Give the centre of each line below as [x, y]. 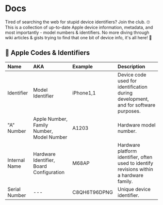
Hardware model [137, 125]
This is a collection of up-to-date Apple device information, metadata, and [79, 27]
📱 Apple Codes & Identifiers [48, 53]
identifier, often [135, 157]
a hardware [130, 175]
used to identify [136, 163]
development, [133, 99]
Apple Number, [50, 119]
